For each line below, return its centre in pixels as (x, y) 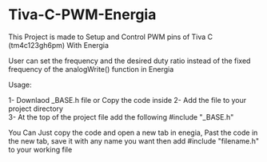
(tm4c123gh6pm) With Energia (59, 45)
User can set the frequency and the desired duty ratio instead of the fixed (130, 61)
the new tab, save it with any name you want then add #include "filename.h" (134, 140)
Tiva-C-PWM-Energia (82, 15)
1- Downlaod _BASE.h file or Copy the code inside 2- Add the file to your (128, 100)
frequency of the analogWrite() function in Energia (91, 69)
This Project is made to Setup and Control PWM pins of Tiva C (111, 37)
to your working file (40, 149)
